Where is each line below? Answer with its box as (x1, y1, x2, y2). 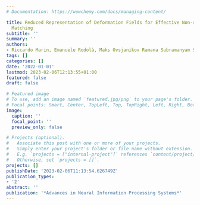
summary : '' (6, 36, 36, 42)
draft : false (6, 80, 39, 86)
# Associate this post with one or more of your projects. (6, 140, 161, 146)
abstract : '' (6, 185, 39, 191)
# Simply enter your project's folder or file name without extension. (6, 146, 193, 152)
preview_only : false (11, 124, 62, 130)
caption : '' (11, 113, 42, 119)
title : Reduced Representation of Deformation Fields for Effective (6, 19, 180, 26)
